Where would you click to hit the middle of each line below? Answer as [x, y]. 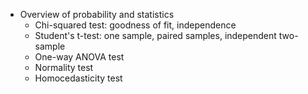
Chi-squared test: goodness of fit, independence [135, 25]
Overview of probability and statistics [97, 14]
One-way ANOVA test [79, 57]
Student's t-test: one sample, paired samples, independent [155, 35]
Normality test [64, 67]
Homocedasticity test [78, 78]
